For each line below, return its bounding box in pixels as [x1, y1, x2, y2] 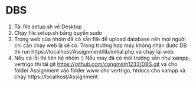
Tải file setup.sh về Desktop [14, 23, 82, 30]
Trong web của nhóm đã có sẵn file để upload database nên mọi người [14, 35, 186, 42]
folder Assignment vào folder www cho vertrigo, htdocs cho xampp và [14, 67, 186, 74]
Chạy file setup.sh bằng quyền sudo [14, 29, 103, 36]
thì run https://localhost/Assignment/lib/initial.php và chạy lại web [14, 48, 174, 55]
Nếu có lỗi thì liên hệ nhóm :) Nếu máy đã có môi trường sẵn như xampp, [14, 54, 191, 61]
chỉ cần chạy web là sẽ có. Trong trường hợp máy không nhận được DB [14, 42, 187, 49]
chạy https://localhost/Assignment [14, 73, 98, 80]
